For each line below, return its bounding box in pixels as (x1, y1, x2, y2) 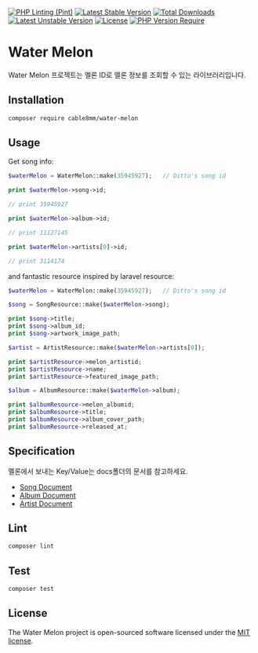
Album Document (19, 490, 76, 500)
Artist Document (19, 499, 73, 508)
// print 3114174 (8, 257, 65, 265)
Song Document (19, 482, 73, 491)
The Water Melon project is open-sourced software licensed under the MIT (8, 627, 251, 636)
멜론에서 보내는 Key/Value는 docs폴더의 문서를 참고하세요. (8, 466, 188, 475)
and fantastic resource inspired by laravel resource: (8, 271, 175, 281)
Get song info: (8, 157, 54, 167)
